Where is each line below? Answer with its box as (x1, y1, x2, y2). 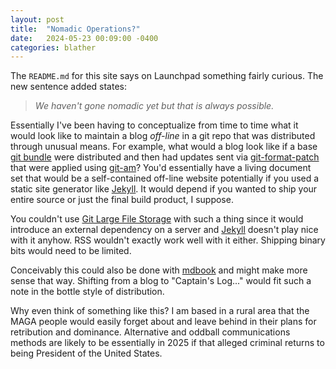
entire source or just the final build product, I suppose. (10, 194, 234, 206)
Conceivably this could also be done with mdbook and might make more (10, 264, 308, 276)
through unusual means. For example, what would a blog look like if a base (10, 141, 318, 153)
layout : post (10, 14, 65, 25)
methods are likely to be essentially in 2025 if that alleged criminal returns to (10, 337, 325, 349)
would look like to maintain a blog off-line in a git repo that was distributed (10, 130, 316, 142)
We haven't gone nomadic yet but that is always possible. (34, 100, 275, 112)
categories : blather (10, 42, 97, 53)
